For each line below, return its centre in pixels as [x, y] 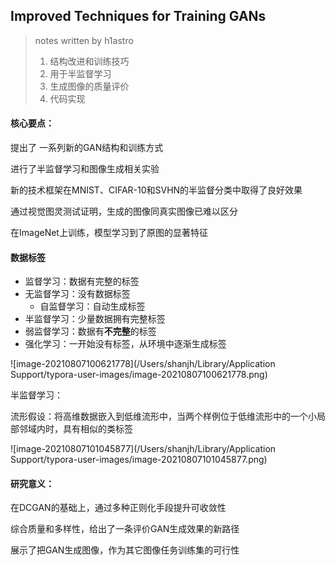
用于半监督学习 [80, 73]
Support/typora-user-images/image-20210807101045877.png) [139, 460]
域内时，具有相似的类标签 [80, 429]
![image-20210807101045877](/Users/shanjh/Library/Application [143, 449]
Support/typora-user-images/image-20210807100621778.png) [139, 375]
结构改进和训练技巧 [89, 61]
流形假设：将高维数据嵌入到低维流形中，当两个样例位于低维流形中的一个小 [163, 416]
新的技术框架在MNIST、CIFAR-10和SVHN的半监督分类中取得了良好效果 [156, 190]
